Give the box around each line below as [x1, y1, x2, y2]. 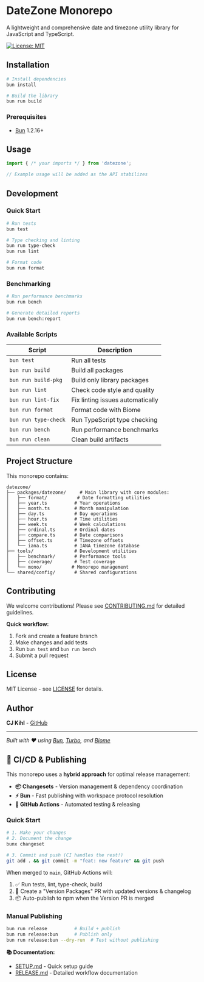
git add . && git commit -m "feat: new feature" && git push [6, 858, 165, 864]
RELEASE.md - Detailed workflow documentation [15, 969, 138, 976]
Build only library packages [71, 376, 149, 385]
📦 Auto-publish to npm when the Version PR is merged [15, 894, 154, 902]
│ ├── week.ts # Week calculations [6, 521, 126, 527]
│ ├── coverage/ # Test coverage [6, 558, 115, 564]
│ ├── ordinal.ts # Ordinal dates [6, 527, 115, 533]
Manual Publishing [6, 912, 63, 920]
